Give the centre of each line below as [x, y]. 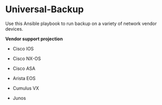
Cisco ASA [24, 68]
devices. [14, 29]
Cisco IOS [23, 48]
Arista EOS [24, 78]
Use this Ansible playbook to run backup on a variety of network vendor [81, 23]
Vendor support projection [34, 39]
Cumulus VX [26, 88]
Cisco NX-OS [27, 58]
